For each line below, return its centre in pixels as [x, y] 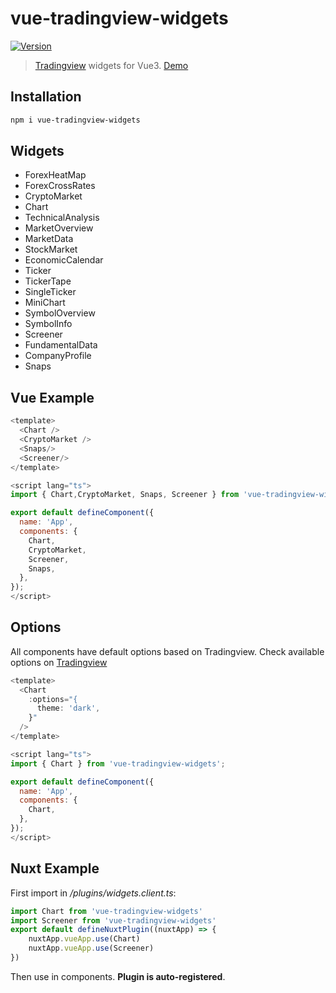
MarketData [49, 239]
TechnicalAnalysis [62, 218]
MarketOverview [59, 228]
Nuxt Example [55, 868]
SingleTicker [50, 292]
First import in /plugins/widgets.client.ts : [93, 893]
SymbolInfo [48, 324]
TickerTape [48, 281]
